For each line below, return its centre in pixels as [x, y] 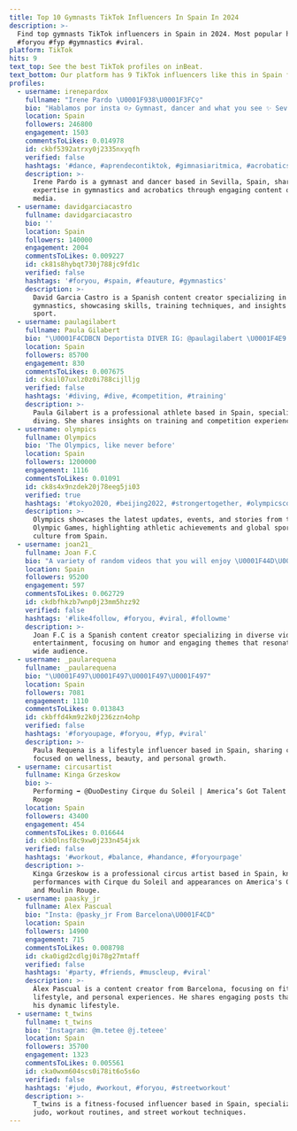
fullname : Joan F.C [61, 553]
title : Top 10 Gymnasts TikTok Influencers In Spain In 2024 [124, 17]
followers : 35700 [57, 1047]
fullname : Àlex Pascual [69, 907]
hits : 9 [23, 58]
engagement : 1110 [57, 701]
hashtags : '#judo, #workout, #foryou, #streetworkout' [128, 1088]
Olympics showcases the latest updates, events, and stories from [157, 520]
